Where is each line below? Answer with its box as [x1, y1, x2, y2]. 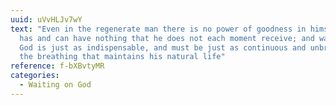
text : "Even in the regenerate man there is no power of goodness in [10, 24, 307, 34]
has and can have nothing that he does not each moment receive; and [19, 33, 315, 43]
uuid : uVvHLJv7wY [10, 14, 83, 25]
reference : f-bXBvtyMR [10, 61, 105, 71]
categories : [10, 71, 60, 81]
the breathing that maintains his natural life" [19, 52, 226, 62]
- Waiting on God [19, 80, 92, 90]
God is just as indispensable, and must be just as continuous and [19, 42, 307, 53]
